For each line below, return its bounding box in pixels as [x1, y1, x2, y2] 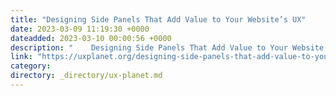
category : [10, 61, 52, 71]
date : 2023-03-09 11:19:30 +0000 [10, 24, 150, 34]
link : [10, 52, 33, 62]
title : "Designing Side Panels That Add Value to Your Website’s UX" [10, 14, 307, 25]
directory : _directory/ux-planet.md [10, 71, 163, 81]
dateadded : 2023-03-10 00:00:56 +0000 [10, 33, 172, 43]
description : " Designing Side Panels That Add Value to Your [10, 42, 288, 53]
